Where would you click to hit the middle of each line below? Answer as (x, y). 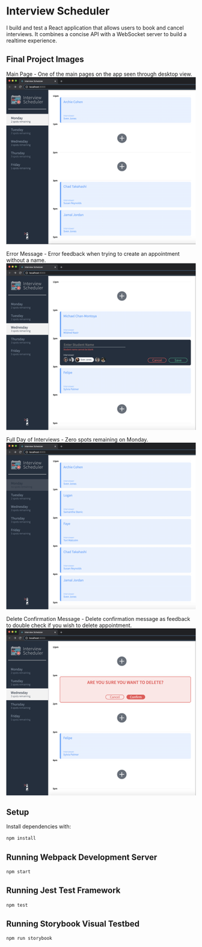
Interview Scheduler (58, 11)
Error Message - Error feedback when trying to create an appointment (93, 254)
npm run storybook (29, 939)
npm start (19, 872)
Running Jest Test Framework (63, 891)
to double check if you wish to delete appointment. (69, 625)
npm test (17, 905)
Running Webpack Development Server (82, 857)
